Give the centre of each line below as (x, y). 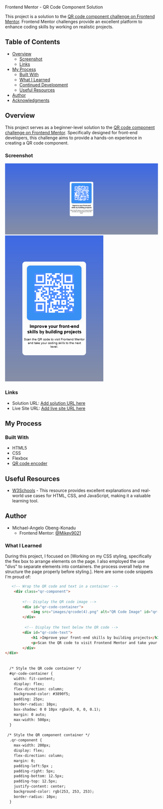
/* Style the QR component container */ (49, 735)
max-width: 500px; (32, 719)
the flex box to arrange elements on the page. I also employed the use (75, 561)
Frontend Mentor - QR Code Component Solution (54, 7)
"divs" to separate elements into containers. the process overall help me (77, 567)
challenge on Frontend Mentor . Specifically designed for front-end (71, 132)
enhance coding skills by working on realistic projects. (59, 27)
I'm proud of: (18, 577)
